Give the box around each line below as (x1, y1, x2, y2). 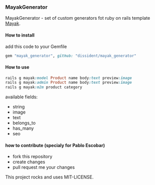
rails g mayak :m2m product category (5, 85, 82, 90)
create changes (12, 159, 45, 165)
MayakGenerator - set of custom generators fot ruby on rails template (5, 15, 150, 21)
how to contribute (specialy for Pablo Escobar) (5, 142, 105, 148)
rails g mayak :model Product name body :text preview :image (5, 75, 132, 81)
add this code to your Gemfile (5, 43, 67, 49)
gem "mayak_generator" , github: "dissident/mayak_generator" (5, 53, 137, 58)
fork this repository (12, 154, 53, 160)
